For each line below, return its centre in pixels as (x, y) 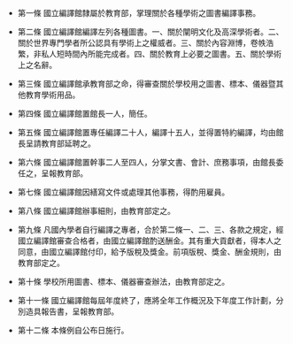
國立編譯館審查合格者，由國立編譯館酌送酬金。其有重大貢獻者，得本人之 (149, 241)
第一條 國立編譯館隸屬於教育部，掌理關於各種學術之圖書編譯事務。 (139, 13)
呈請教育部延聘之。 (60, 143)
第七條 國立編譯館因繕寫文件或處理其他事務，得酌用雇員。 (123, 192)
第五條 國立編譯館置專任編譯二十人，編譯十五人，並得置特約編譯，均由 (146, 132)
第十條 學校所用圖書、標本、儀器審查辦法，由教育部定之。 (123, 282)
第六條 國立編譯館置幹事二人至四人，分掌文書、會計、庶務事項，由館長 (146, 162)
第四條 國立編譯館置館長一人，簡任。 (85, 114)
